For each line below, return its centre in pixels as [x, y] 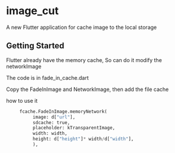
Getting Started [35, 46]
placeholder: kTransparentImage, [74, 128]
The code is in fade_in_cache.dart [47, 77]
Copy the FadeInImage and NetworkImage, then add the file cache [87, 89]
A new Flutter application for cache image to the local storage [82, 27]
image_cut [33, 11]
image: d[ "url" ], [54, 117]
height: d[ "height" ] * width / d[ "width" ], [83, 139]
